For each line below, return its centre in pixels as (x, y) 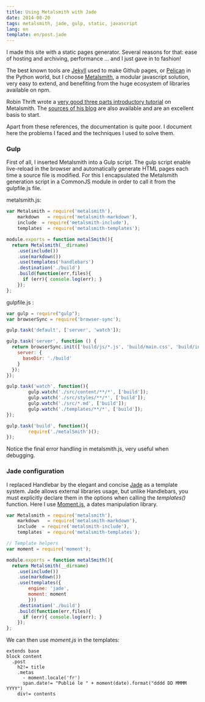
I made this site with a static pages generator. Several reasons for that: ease (102, 52)
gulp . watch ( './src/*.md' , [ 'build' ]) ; (77, 404)
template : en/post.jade (37, 35)
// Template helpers (33, 544)
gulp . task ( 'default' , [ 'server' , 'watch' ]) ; (64, 330)
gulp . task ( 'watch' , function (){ (47, 386)
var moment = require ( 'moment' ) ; (49, 549)
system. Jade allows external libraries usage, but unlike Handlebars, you (97, 491)
